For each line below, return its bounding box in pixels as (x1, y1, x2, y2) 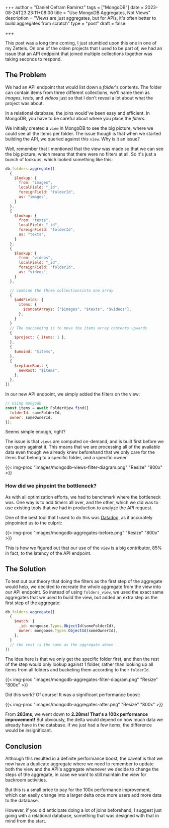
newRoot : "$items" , (18, 368, 59, 373)
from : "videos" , (18, 255, 53, 261)
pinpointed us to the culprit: (5, 520, 62, 526)
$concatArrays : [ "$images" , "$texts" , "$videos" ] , (23, 307, 132, 312)
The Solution (5, 565, 46, 573)
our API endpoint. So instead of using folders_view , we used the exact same (5, 589, 164, 595)
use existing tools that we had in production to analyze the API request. (5, 505, 153, 511)
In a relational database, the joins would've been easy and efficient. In (5, 110, 150, 116)
